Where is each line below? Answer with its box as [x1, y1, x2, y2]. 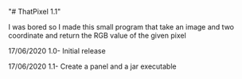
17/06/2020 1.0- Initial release [8, 46, 106, 55]
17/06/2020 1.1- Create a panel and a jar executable [8, 61, 177, 71]
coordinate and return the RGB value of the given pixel [8, 31, 187, 40]
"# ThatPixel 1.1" [8, 7, 61, 16]
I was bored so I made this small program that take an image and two [8, 22, 235, 31]
